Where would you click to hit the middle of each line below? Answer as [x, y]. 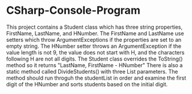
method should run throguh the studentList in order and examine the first [96, 78]
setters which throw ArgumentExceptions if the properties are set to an [94, 40]
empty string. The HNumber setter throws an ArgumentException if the [94, 46]
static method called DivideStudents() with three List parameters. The [92, 71]
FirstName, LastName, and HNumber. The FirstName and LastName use [95, 33]
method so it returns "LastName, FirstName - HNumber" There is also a [94, 65]
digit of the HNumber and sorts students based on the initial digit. [87, 84]
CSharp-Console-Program [73, 10]
